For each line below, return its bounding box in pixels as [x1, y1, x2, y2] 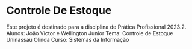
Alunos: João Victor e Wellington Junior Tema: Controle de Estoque [6, 29, 173, 36]
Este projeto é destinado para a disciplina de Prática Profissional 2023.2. [6, 23, 187, 30]
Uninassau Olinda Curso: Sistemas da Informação [6, 36, 129, 43]
